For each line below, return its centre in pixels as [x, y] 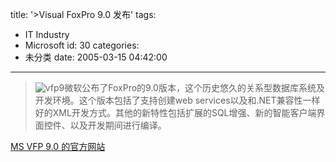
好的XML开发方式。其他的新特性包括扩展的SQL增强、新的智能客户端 [175, 112]
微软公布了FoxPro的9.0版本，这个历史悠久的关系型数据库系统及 [194, 87]
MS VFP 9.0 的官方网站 [58, 146]
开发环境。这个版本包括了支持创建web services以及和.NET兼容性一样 [177, 100]
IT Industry [47, 34]
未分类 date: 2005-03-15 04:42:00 [96, 57]
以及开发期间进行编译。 [118, 125]
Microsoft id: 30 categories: [82, 45]
